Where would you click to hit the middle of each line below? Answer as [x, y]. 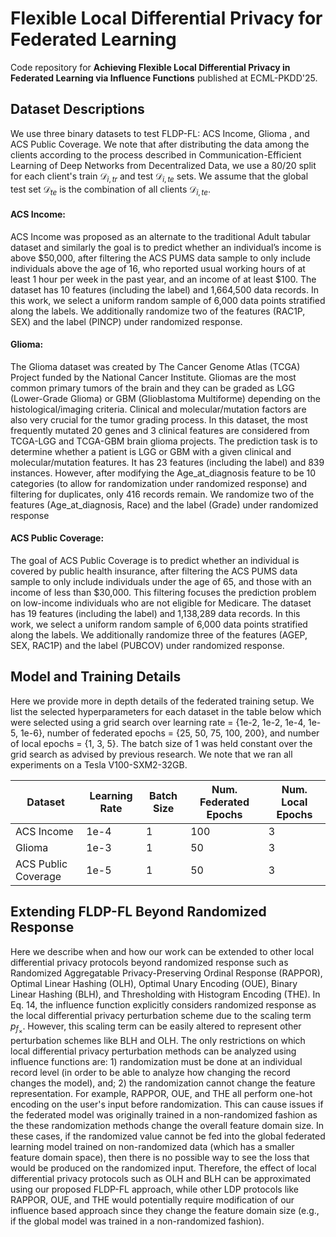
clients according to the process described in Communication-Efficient [156, 154]
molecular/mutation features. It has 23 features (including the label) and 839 [167, 462]
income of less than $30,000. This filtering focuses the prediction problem [163, 592]
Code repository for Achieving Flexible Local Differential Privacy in [150, 67]
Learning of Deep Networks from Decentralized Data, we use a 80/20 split [163, 165]
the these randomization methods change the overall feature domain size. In [167, 1125]
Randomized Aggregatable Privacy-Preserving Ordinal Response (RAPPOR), [166, 973]
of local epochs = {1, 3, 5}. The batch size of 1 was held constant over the [161, 743]
